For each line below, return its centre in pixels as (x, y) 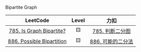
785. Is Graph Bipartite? (37, 31)
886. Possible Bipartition (37, 41)
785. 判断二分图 (111, 31)
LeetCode (37, 20)
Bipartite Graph (21, 7)
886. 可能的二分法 (111, 41)
